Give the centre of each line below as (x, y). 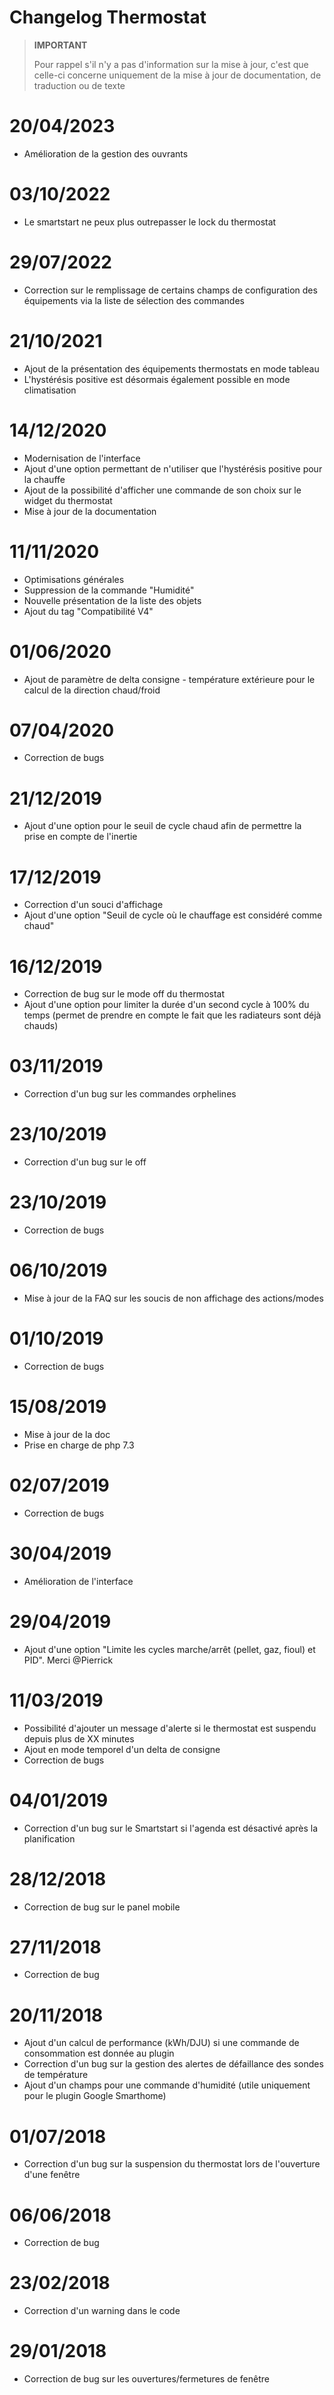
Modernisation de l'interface (82, 458)
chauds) (41, 1026)
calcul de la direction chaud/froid (92, 690)
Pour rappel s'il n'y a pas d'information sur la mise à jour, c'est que (171, 64)
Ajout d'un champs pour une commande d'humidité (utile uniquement (167, 2085)
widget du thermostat (68, 500)
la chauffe (44, 479)
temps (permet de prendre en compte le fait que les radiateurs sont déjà (172, 1015)
